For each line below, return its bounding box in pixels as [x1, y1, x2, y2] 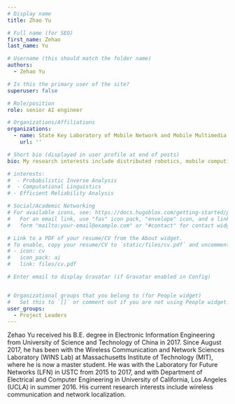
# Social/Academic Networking [7, 202, 96, 210]
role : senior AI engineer [7, 106, 83, 113]
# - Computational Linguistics [7, 183, 101, 190]
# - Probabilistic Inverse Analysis [7, 176, 117, 184]
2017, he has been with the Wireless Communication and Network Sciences [7, 346, 225, 354]
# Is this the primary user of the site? [7, 81, 130, 88]
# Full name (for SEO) [7, 29, 73, 36]
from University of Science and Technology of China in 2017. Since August [7, 338, 222, 347]
